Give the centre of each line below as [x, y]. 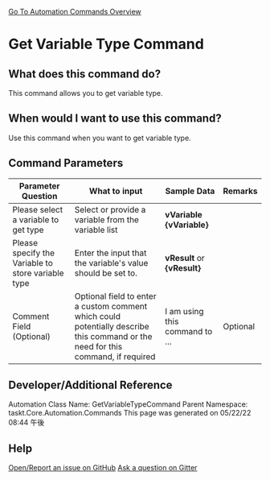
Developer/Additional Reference [90, 385]
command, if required [115, 356]
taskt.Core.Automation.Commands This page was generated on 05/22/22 [130, 413]
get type [28, 230]
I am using [184, 311]
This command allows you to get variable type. [86, 93]
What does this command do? [85, 74]
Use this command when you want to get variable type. [100, 138]
